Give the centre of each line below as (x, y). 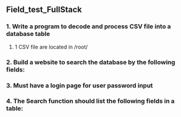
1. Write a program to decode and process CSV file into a (89, 27)
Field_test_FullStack (44, 10)
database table (28, 34)
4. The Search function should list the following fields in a (90, 101)
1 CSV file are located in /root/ (51, 47)
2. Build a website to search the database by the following (91, 62)
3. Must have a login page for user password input (80, 85)
